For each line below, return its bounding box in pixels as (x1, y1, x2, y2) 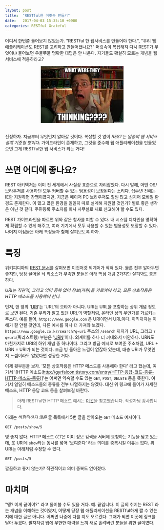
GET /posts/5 (5, 456, 32, 461)
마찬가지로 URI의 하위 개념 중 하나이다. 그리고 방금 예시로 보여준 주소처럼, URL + (5, 341, 159, 347)
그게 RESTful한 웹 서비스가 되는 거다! (14, 146, 85, 152)
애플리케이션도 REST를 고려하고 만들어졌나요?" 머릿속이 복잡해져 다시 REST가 (5, 44, 154, 50)
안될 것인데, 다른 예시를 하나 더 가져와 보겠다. (19, 322, 105, 328)
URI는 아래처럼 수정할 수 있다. (5, 446, 62, 452)
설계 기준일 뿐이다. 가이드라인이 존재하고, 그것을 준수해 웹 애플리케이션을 (5, 140, 143, 146)
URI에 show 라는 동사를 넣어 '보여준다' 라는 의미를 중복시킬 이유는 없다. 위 (16, 440, 155, 446)
